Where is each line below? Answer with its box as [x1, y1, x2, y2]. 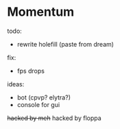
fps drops [16, 67, 45, 75]
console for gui [16, 100, 60, 108]
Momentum [7, 4, 75, 20]
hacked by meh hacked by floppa [7, 114, 101, 122]
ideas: [7, 80, 25, 88]
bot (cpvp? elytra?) [16, 93, 71, 102]
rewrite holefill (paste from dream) [16, 40, 115, 48]
